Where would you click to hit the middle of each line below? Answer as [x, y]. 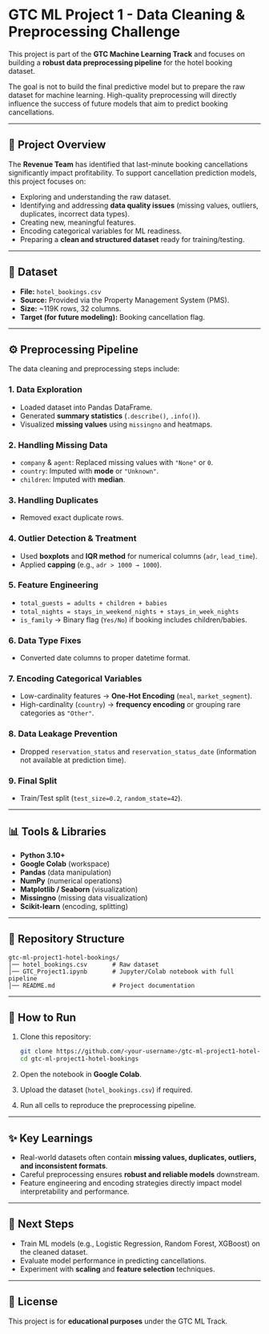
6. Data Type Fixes [45, 641]
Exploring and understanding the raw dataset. [95, 196]
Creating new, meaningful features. [78, 222]
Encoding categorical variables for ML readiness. [101, 231]
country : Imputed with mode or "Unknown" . [89, 471]
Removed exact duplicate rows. [72, 518]
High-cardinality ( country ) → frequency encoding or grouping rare [130, 705]
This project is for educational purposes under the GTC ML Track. [118, 1321]
